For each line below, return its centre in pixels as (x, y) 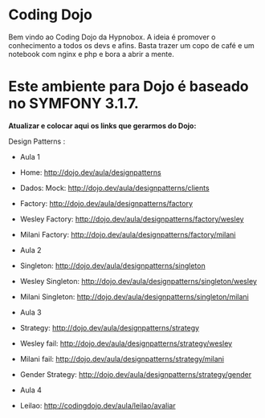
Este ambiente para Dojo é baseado (128, 87)
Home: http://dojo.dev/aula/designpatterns (91, 172)
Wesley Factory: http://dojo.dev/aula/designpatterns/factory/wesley (132, 219)
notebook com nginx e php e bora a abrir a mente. (91, 54)
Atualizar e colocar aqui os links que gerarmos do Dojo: (102, 125)
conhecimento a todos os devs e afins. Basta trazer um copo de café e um (131, 45)
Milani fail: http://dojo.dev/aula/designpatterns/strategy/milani (122, 359)
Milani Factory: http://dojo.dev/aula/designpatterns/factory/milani (128, 234)
